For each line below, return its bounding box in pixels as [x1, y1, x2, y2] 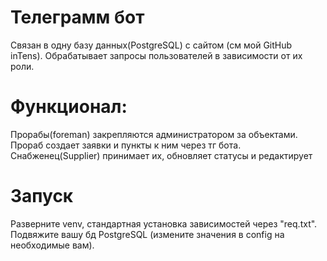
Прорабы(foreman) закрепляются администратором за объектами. [10, 128, 298, 140]
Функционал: [10, 96, 128, 118]
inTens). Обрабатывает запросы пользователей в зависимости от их [10, 49, 303, 61]
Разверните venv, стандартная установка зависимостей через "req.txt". [10, 217, 318, 230]
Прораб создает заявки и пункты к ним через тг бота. [10, 139, 242, 151]
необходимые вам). [10, 239, 95, 251]
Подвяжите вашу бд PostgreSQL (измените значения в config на [10, 228, 285, 240]
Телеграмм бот [10, 6, 145, 29]
